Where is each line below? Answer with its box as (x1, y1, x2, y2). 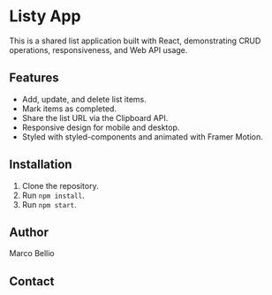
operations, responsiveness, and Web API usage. (9, 44, 188, 55)
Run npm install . (21, 190, 86, 200)
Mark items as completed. (21, 103, 117, 114)
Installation (9, 157, 72, 172)
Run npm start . (21, 199, 77, 209)
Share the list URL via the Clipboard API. (21, 112, 169, 123)
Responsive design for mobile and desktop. (21, 122, 180, 132)
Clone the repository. (21, 180, 99, 191)
